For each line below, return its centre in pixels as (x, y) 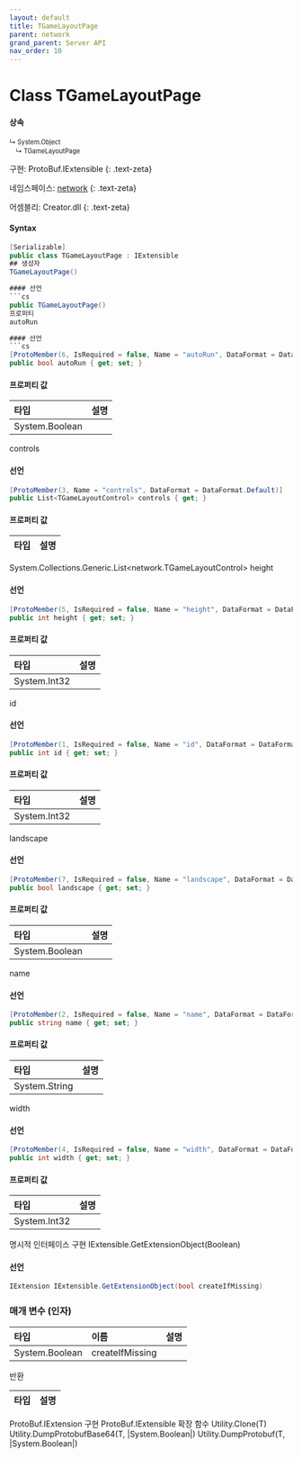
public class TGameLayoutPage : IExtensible (94, 256)
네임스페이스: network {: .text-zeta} (73, 188)
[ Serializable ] (38, 247)
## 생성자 (25, 264)
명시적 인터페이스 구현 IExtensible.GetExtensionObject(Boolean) (125, 1245)
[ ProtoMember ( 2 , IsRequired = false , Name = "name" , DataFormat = (136, 1015)
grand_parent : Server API (58, 43)
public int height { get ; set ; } (72, 617)
